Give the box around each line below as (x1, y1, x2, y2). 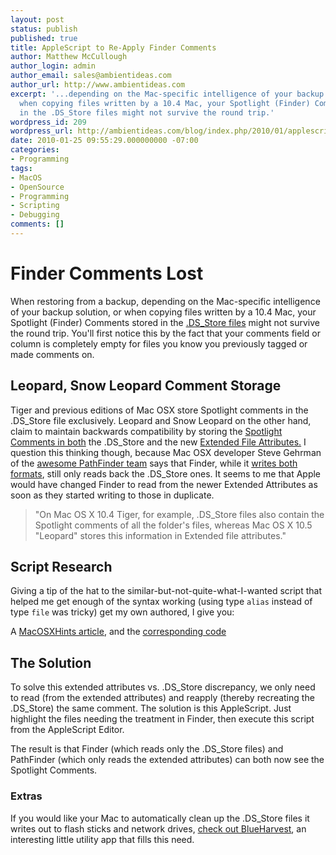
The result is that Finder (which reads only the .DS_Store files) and (10, 743, 284, 755)
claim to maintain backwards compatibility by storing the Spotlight (10, 425, 283, 437)
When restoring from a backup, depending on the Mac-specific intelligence (10, 295, 321, 307)
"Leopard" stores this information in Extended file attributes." (34, 529, 287, 541)
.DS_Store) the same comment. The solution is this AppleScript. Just (10, 702, 292, 715)
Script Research (10, 559, 113, 576)
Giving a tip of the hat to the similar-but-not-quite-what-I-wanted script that (10, 585, 322, 597)
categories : (10, 145, 60, 155)
